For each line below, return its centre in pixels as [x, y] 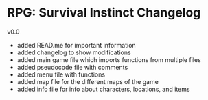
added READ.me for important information [76, 45]
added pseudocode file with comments [72, 67]
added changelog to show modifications [74, 52]
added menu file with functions [61, 74]
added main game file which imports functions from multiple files [109, 59]
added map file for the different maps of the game [88, 81]
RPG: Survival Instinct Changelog [104, 13]
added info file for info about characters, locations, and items [103, 89]
